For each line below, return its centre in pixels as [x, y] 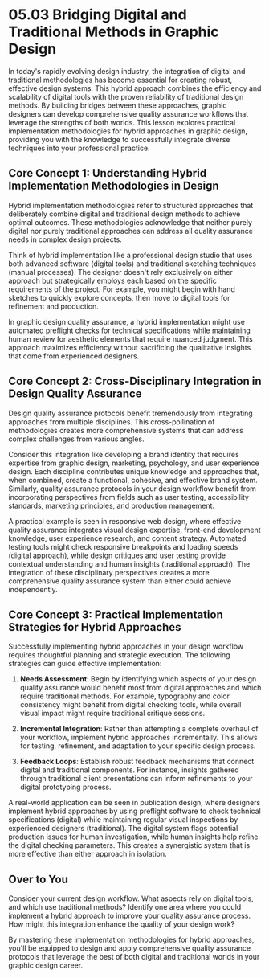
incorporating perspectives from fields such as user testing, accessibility [128, 497]
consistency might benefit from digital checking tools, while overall [130, 705]
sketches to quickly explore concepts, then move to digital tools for [119, 297]
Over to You [38, 879]
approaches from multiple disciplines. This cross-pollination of [112, 421]
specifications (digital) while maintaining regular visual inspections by [123, 820]
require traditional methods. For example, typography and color [125, 696]
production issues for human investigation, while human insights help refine [133, 837]
